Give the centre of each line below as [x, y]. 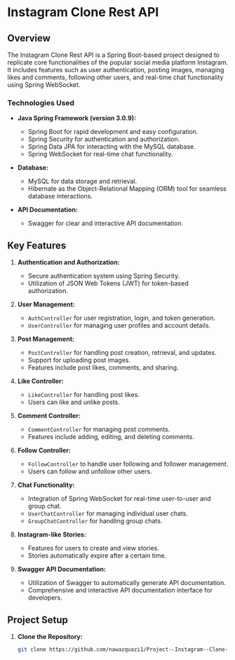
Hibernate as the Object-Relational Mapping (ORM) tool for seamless [127, 189]
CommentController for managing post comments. [99, 429]
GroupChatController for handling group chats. [95, 521]
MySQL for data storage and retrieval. [82, 181]
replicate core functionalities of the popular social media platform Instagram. [118, 62]
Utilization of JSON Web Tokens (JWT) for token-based [108, 283]
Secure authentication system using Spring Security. [104, 276]
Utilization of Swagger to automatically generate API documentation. [127, 583]
